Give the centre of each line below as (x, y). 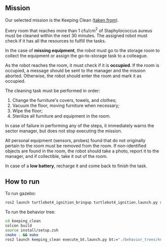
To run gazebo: (21, 194)
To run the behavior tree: (30, 212)
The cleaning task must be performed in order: (53, 91)
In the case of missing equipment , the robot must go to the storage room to (83, 50)
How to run (22, 181)
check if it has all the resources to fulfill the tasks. (56, 41)
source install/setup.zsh (32, 230)
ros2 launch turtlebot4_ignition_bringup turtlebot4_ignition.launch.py (82, 202)
